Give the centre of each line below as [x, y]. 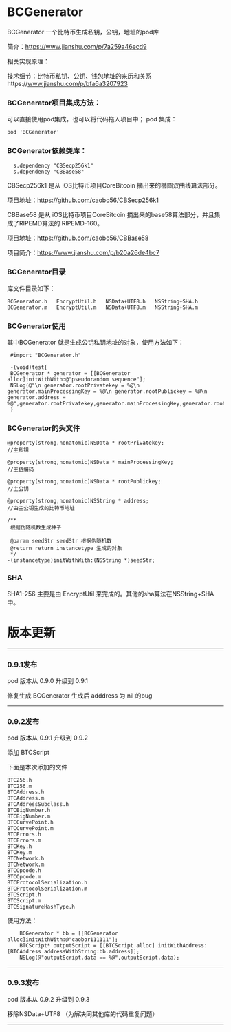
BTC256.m [20, 787]
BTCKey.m [20, 853]
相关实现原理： [28, 61]
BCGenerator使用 [37, 326]
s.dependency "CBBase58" [49, 172]
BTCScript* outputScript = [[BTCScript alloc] [87, 946]
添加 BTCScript [29, 753]
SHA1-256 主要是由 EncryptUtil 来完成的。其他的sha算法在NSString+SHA [111, 594]
